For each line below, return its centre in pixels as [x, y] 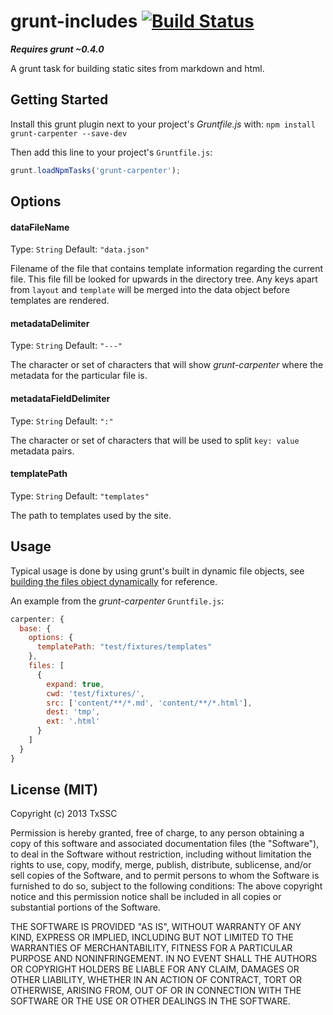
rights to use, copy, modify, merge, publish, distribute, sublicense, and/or [161, 865]
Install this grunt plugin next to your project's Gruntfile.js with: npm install [163, 124]
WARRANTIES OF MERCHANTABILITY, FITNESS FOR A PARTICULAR [151, 948]
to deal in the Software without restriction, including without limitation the [161, 854]
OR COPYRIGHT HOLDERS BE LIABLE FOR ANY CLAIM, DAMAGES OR [155, 969]
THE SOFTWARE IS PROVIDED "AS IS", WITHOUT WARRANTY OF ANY [156, 927]
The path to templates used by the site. [91, 515]
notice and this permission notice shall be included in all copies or [146, 897]
